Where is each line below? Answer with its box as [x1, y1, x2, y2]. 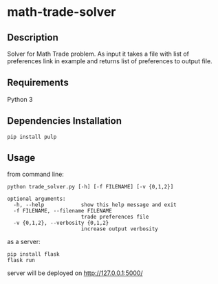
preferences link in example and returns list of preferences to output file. [7, 57, 212, 65]
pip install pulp [7, 133, 57, 140]
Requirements [7, 77, 69, 89]
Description [7, 32, 58, 43]
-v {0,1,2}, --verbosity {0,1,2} [13, 219, 109, 227]
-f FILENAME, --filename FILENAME [13, 208, 112, 215]
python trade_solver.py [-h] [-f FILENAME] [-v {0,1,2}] [7, 184, 174, 190]
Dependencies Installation [7, 115, 122, 127]
